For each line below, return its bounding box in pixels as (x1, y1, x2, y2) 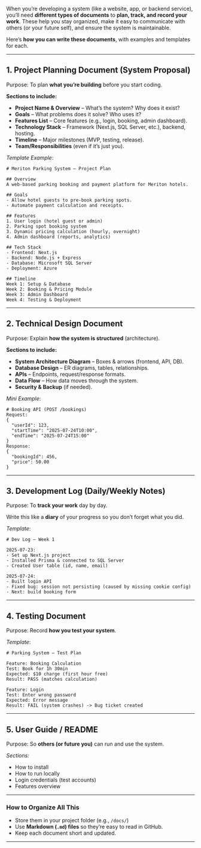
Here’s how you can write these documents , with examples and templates (6, 36, 190, 43)
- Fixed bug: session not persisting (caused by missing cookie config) (6, 584, 191, 590)
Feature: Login (6, 687, 44, 693)
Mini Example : (6, 395, 41, 402)
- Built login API (6, 578, 52, 585)
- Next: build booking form (6, 589, 77, 595)
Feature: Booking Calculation (6, 660, 82, 667)
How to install (14, 763, 49, 771)
